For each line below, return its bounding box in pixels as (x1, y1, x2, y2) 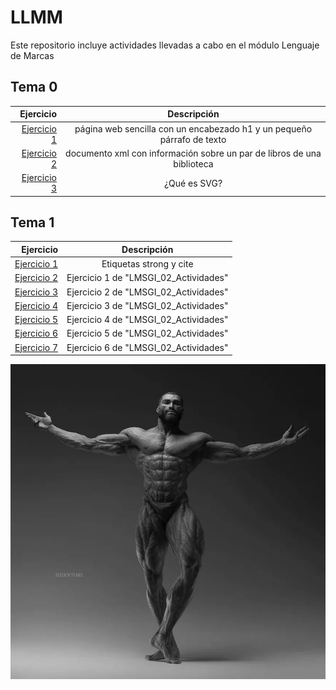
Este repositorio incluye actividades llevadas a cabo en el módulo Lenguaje (10, 39, 320, 51)
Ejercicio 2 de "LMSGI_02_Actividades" (66, 286, 229, 298)
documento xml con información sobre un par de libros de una (65, 147, 322, 159)
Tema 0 (10, 79, 58, 96)
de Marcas (10, 49, 55, 61)
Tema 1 (10, 214, 55, 231)
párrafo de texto (159, 133, 227, 145)
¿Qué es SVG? (163, 177, 223, 189)
